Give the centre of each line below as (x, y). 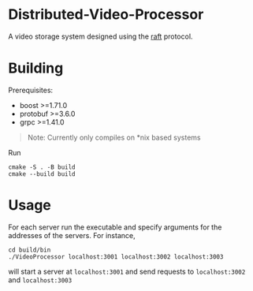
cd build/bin (30, 250)
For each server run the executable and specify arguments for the (115, 227)
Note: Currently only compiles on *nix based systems (114, 137)
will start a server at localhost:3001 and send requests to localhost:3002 (127, 271)
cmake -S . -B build (42, 167)
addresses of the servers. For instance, (72, 235)
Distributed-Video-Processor (106, 15)
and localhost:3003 (40, 280)
